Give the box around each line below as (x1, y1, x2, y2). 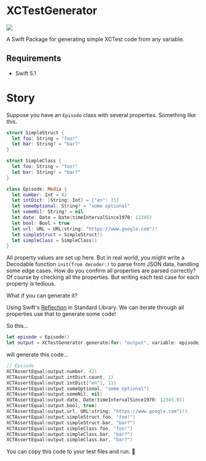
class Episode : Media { (6, 186, 67, 192)
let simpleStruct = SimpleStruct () (12, 231, 103, 238)
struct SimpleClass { (6, 158, 62, 164)
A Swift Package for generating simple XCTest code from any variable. (6, 35, 185, 43)
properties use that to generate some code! (6, 310, 116, 318)
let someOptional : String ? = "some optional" (12, 203, 131, 209)
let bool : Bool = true (12, 220, 70, 226)
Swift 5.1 (15, 69, 37, 77)
